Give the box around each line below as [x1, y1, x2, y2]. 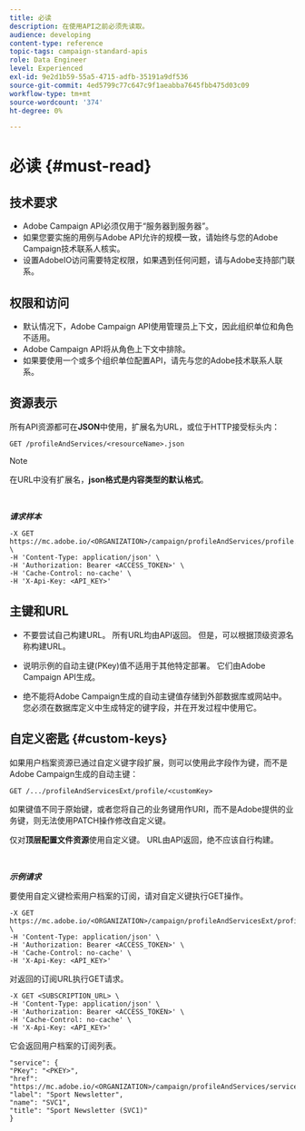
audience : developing [9, 30, 92, 39]
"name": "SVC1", [9, 1097, 71, 1107]
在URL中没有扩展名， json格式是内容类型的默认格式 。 [9, 474, 209, 485]
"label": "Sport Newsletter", [9, 1090, 124, 1099]
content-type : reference [9, 38, 103, 48]
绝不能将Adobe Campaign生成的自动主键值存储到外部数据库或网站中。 [22, 691, 288, 702]
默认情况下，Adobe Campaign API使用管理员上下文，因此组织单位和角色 [22, 321, 294, 332]
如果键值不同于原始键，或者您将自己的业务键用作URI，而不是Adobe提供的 [9, 803, 286, 814]
